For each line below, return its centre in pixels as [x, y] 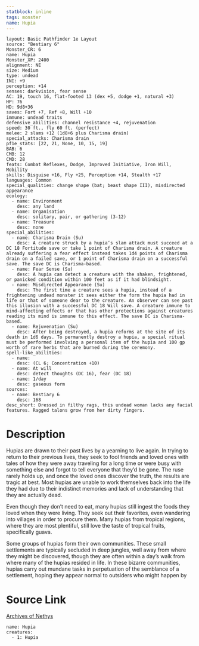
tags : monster [24, 17]
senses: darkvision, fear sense [46, 91]
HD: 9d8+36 [20, 107]
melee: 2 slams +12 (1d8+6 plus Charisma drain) [68, 133]
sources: [17, 390]
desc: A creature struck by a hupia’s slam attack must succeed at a [105, 243]
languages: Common [29, 180]
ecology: [17, 196]
